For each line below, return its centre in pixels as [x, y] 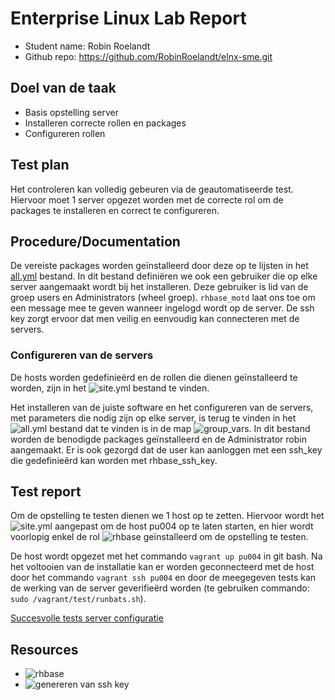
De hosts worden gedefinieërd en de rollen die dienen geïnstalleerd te [154, 377]
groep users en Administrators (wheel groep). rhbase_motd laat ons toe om [163, 298]
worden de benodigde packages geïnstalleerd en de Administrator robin [158, 439]
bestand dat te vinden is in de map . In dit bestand [180, 428]
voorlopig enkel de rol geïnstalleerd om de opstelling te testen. [159, 537]
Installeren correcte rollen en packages [105, 123]
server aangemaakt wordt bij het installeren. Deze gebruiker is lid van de [159, 287]
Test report [46, 492]
